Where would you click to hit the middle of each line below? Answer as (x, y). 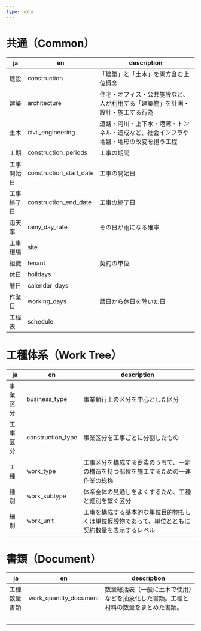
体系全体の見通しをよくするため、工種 (137, 492)
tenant (36, 263)
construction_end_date (59, 202)
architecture (44, 103)
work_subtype (47, 496)
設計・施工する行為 (127, 112)
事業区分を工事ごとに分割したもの (131, 438)
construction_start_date (60, 173)
